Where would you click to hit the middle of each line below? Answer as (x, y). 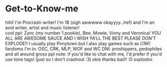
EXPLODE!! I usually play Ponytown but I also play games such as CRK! (78, 43)
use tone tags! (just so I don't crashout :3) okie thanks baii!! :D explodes (79, 59)
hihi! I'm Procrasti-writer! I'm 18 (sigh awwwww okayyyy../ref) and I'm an (80, 22)
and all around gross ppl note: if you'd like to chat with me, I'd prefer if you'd (83, 54)
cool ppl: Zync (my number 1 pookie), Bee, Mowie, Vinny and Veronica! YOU (83, 33)
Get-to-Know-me (42, 9)
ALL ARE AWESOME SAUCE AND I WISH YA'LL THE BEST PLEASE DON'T (81, 38)
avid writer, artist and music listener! (42, 27)
